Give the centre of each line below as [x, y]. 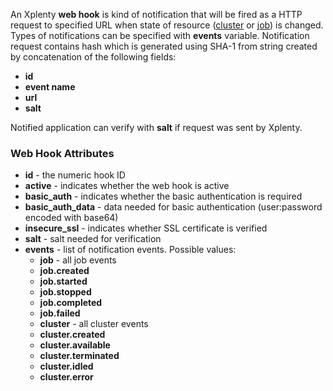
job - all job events [78, 260]
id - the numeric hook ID [75, 175]
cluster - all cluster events [94, 324]
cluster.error [66, 377]
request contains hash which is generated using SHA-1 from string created [164, 46]
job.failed [60, 313]
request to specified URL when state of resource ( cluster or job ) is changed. [167, 25]
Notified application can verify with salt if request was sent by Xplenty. [156, 127]
